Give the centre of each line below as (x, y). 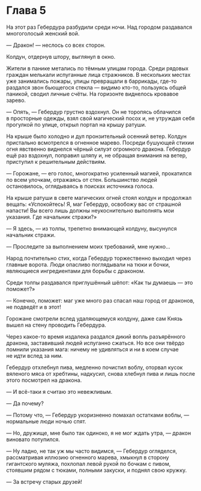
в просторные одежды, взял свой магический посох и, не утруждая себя (100, 118)
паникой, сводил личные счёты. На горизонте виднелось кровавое (92, 94)
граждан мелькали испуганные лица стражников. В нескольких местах (98, 74)
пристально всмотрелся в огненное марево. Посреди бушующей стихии (100, 142)
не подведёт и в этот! (34, 307)
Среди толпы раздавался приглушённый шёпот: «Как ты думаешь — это (100, 282)
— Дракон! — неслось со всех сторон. (56, 45)
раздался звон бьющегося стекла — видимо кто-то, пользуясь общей (96, 87)
